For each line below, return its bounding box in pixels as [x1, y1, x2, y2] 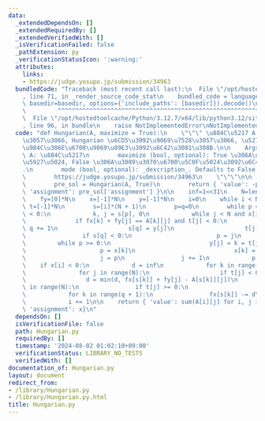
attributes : [15, 63, 55, 71]
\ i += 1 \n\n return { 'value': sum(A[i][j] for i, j [22, 298, 252, 306]
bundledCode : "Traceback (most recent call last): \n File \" [15, 85, 224, 93]
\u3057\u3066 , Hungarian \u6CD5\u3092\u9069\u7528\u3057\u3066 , [22, 136, 238, 145]
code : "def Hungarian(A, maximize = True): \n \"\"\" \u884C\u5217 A [15, 129, 256, 137]
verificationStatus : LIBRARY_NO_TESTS [15, 349, 144, 358]
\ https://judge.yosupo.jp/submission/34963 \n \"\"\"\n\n [22, 173, 252, 182]
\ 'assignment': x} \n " [22, 305, 97, 313]
